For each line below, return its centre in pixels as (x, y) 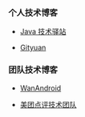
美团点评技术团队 (48, 104)
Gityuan (33, 48)
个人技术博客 (33, 12)
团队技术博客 (33, 70)
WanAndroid (40, 88)
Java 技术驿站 (43, 32)
